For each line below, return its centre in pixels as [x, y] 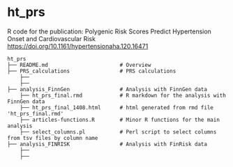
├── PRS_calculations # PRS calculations [92, 71]
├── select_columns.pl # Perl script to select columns [118, 132]
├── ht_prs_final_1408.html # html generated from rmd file [117, 108]
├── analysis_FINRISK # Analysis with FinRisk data [107, 144]
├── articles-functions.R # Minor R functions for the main [120, 120]
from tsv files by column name [53, 138]
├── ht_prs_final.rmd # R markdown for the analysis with [123, 95]
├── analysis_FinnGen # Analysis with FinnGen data [107, 89]
